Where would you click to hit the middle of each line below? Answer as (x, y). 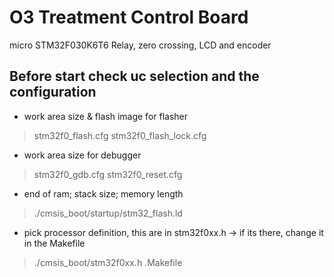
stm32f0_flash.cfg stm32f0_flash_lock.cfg (120, 135)
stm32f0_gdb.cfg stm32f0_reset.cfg (108, 174)
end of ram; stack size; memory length (103, 193)
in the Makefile (54, 243)
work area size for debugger (82, 155)
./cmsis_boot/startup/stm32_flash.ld (108, 213)
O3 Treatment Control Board (129, 17)
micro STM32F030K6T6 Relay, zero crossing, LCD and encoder (140, 45)
